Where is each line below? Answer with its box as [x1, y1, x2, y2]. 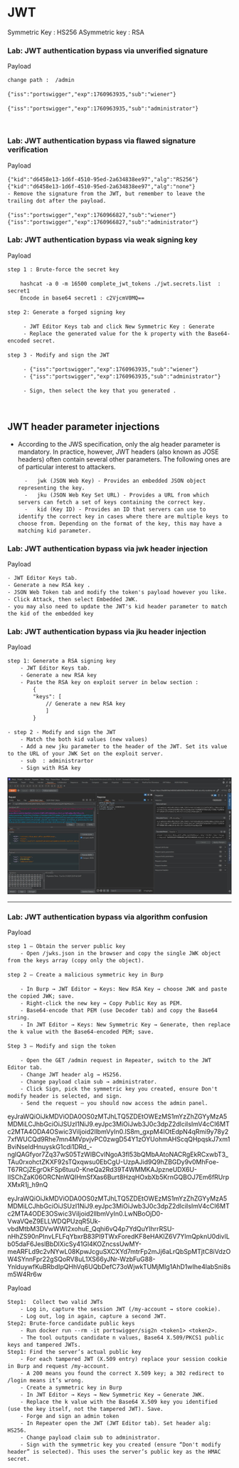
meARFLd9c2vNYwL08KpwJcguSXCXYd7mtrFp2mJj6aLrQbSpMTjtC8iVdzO [7, 1247, 231, 1255]
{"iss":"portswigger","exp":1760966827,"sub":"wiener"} [7, 211, 176, 218]
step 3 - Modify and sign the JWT [7, 351, 110, 359]
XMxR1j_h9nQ [7, 1180, 48, 1188]
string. [7, 1014, 31, 1021]
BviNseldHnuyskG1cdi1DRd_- [7, 1142, 92, 1151]
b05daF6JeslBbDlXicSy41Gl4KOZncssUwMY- [7, 1239, 142, 1248]
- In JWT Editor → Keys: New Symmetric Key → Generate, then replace [20, 1021, 231, 1028]
